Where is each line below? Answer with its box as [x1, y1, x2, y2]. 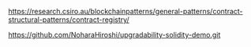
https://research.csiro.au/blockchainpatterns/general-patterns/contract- [8, 7, 243, 16]
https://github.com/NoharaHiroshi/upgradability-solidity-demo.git [8, 31, 221, 39]
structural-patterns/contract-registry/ [8, 15, 130, 24]
